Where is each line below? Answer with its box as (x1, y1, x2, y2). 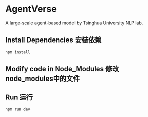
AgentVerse (5, 3, 57, 15)
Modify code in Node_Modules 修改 (5, 65, 119, 73)
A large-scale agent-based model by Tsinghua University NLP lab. (5, 20, 143, 26)
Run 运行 (5, 93, 33, 102)
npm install (5, 49, 30, 55)
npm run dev (5, 107, 30, 112)
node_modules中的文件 (5, 74, 80, 83)
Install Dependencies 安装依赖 (5, 36, 102, 45)
